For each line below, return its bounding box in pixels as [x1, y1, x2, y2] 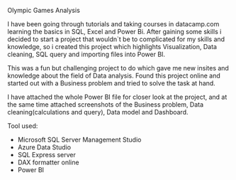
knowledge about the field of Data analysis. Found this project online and [7, 71, 221, 80]
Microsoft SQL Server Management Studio [17, 135, 142, 144]
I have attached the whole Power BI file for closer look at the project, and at [7, 92, 227, 101]
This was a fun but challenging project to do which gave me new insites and [7, 64, 229, 72]
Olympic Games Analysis [7, 6, 80, 14]
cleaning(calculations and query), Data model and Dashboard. [7, 108, 189, 116]
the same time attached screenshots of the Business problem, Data [7, 100, 204, 109]
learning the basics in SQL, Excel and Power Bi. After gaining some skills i [7, 28, 222, 36]
